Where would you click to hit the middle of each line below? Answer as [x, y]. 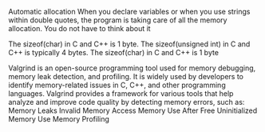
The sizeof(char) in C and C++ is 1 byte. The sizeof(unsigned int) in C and [129, 44]
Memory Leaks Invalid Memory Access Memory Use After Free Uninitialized [133, 110]
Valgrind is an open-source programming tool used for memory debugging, [132, 68]
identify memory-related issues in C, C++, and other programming [117, 85]
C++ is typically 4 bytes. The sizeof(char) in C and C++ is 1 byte [114, 52]
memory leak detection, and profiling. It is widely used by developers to [126, 76]
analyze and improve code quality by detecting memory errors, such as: [127, 102]
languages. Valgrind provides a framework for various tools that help [121, 94]
